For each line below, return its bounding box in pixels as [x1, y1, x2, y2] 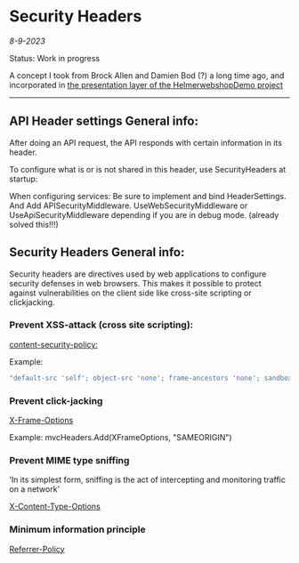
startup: [9, 173, 38, 184]
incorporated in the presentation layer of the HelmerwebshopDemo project [9, 79, 283, 90]
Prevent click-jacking [9, 394, 103, 406]
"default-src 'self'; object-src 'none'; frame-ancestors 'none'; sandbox [9, 374, 293, 382]
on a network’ [9, 484, 61, 495]
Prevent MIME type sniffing [9, 454, 130, 466]
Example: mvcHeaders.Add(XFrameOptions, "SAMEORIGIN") [9, 432, 233, 443]
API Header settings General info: [9, 114, 198, 129]
